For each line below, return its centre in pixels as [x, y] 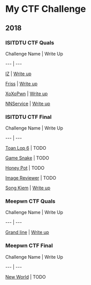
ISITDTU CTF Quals [30, 43]
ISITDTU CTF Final [29, 117]
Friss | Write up [21, 83]
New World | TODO [26, 277]
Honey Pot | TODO [25, 168]
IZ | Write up [19, 74]
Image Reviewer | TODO [31, 178]
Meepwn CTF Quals [30, 201]
